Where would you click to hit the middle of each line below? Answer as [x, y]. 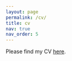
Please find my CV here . [36, 51]
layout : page [22, 12]
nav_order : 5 [22, 34]
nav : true [18, 29]
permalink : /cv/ [26, 18]
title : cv [18, 23]
